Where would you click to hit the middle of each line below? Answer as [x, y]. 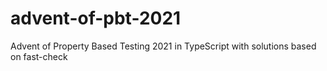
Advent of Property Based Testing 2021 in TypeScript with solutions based [163, 46]
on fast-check [39, 56]
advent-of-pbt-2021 [96, 18]
